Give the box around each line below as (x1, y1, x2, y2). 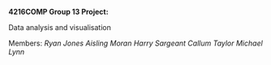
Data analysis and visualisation (8, 23, 111, 32)
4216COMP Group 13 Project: (8, 7, 109, 16)
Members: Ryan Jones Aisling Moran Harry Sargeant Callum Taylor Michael (8, 38, 264, 48)
